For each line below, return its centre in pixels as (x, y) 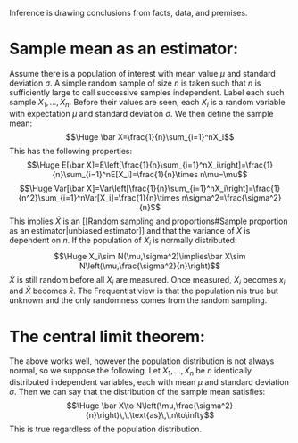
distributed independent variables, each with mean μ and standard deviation (149, 382)
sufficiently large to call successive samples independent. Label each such (147, 92)
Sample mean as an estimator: (124, 49)
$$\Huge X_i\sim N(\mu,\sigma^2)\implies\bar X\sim (150, 256)
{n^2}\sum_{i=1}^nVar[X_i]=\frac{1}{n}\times (99, 197)
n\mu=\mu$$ (224, 174)
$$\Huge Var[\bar (52, 188)
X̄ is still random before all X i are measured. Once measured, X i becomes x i (147, 280)
